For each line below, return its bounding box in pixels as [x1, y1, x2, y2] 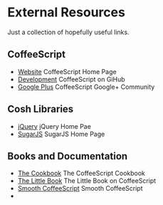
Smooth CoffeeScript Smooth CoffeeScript [17, 184, 143, 193]
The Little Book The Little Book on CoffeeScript [17, 177, 157, 185]
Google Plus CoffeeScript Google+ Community [17, 83, 155, 91]
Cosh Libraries [7, 103, 74, 115]
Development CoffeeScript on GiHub [17, 75, 126, 83]
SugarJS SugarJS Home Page [17, 130, 105, 138]
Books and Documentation [7, 150, 128, 162]
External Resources [7, 4, 126, 21]
